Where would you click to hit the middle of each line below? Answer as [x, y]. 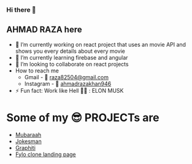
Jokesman [28, 141]
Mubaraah [28, 135]
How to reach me [37, 71]
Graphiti [25, 147]
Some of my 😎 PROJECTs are [83, 118]
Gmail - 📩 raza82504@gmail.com [67, 77]
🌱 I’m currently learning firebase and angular [71, 57]
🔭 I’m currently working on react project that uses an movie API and [100, 44]
